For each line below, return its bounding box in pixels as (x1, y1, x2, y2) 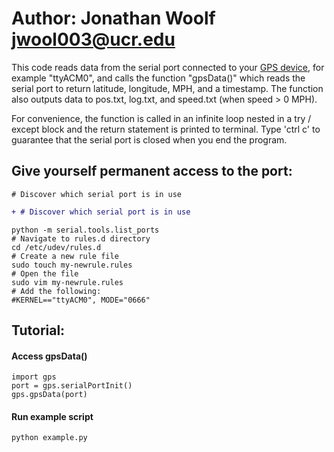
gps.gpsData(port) (11, 390, 88, 400)
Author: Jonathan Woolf (11, 7, 216, 30)
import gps (11, 372, 57, 382)
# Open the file (11, 268, 79, 279)
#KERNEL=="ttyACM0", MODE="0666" (11, 295, 151, 305)
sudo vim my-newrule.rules (11, 277, 124, 287)
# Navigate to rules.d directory (11, 233, 151, 244)
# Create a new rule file (11, 251, 119, 261)
